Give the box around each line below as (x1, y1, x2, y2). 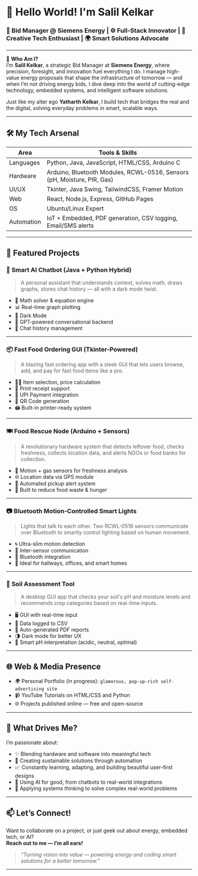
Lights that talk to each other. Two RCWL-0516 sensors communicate (20, 522, 189, 529)
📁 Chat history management (14, 324, 83, 331)
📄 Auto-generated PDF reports (14, 626, 90, 633)
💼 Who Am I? (6, 56, 38, 63)
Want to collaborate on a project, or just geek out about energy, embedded (6, 827, 187, 834)
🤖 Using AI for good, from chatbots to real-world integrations (14, 778, 163, 785)
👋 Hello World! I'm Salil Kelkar (6, 5, 154, 19)
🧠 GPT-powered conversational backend (14, 318, 114, 325)
